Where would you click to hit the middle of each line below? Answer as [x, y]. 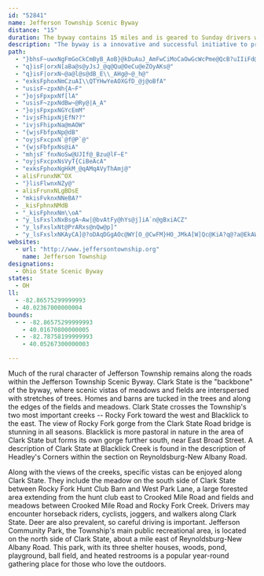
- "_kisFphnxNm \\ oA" [49, 213]
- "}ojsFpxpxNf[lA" [47, 96]
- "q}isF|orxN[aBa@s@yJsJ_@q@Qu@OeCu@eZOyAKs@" [95, 67]
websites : [24, 242]
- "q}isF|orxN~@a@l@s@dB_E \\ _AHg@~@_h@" [82, 74]
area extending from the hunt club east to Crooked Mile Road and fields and [131, 497]
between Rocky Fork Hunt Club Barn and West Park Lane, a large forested [128, 489]
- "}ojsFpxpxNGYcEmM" [51, 111]
